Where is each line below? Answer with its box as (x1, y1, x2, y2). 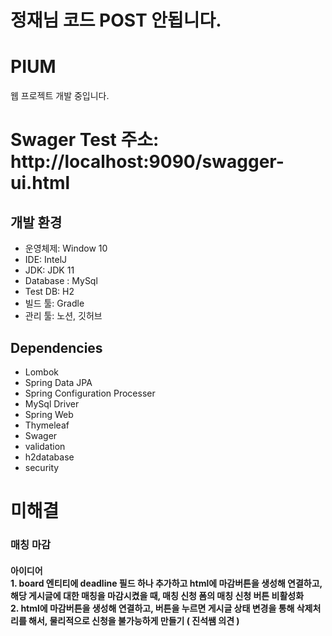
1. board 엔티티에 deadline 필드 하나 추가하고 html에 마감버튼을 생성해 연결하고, (10, 577, 323, 589)
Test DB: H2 (24, 286, 75, 298)
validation (24, 440, 66, 452)
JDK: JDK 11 (24, 264, 75, 276)
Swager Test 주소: (10, 129, 160, 151)
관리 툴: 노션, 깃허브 (24, 310, 103, 322)
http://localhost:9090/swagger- (10, 151, 285, 173)
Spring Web (24, 408, 74, 420)
